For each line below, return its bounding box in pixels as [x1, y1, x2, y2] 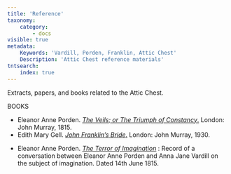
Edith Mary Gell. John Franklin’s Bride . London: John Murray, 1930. [17, 130, 211, 139]
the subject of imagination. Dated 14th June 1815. [17, 159, 160, 167]
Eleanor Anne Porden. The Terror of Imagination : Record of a [17, 144, 195, 152]
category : [20, 23, 49, 30]
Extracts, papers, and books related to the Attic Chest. [7, 88, 164, 97]
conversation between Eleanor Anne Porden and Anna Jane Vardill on [17, 152, 218, 160]
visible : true [7, 36, 49, 43]
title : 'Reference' [7, 10, 64, 18]
